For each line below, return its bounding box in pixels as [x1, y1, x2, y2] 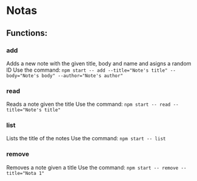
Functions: [6, 28, 48, 38]
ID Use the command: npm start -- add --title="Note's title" [6, 66, 168, 73]
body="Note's [6, 72, 39, 79]
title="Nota [6, 170, 36, 176]
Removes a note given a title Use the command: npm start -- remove [6, 163, 179, 171]
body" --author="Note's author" [41, 72, 123, 79]
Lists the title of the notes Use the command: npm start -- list [6, 135, 166, 142]
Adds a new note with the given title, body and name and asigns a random [6, 60, 192, 67]
